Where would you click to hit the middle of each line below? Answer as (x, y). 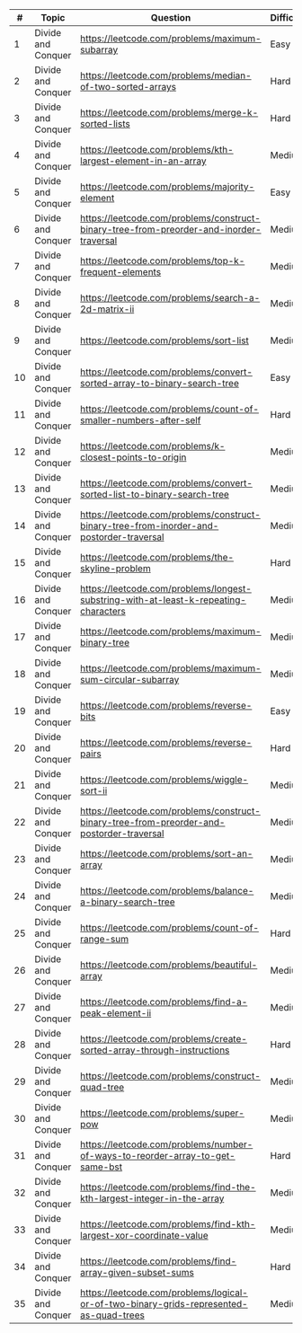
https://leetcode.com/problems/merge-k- (169, 113)
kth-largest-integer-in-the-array (152, 1198)
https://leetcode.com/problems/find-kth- (168, 1224)
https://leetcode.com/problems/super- (163, 1113)
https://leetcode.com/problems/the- (157, 557)
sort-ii (94, 791)
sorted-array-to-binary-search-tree (160, 383)
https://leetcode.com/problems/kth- (157, 150)
